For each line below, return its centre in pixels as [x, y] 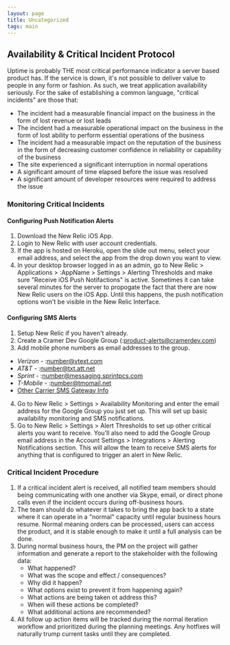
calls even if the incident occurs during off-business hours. [101, 502]
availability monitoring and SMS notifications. [81, 418]
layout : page [26, 13]
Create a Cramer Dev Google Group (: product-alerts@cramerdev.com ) [117, 340]
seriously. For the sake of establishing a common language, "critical [103, 93]
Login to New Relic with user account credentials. [87, 243]
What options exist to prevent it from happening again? [105, 590]
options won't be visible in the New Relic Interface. [89, 302]
